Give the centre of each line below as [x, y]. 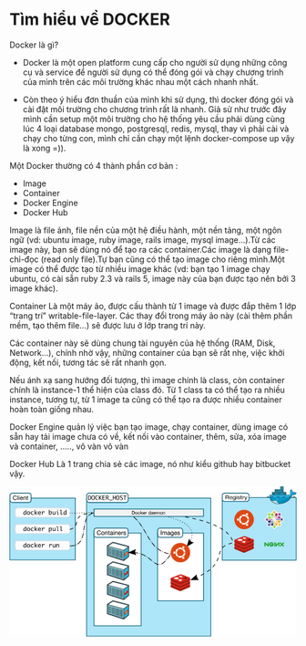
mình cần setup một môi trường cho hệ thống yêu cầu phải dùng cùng [153, 119]
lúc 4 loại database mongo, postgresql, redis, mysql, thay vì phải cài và [156, 129]
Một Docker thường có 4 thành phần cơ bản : [94, 165]
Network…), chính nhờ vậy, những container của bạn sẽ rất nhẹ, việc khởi [147, 352]
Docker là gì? [34, 45]
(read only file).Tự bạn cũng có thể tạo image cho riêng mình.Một [163, 259]
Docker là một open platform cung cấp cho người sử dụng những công [155, 62]
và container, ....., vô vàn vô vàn [69, 446]
